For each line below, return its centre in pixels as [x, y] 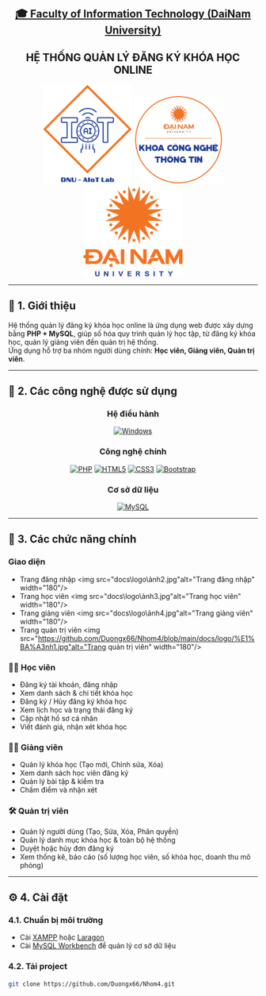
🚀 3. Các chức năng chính [72, 539]
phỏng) [32, 865]
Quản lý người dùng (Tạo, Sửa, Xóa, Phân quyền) [99, 831]
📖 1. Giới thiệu [42, 306]
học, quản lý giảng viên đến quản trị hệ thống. [83, 342]
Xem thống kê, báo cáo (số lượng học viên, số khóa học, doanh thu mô [135, 856]
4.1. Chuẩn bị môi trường [56, 920]
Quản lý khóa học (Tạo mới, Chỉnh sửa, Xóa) [91, 765]
